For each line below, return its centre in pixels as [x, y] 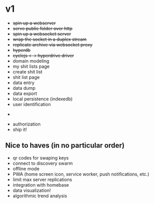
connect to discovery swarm [43, 163]
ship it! [20, 129]
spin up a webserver [34, 23]
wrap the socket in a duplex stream [49, 39]
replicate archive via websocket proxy [53, 44]
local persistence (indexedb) [43, 99]
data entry [23, 83]
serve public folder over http [43, 28]
